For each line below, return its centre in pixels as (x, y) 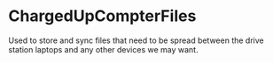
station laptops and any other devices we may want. (103, 49)
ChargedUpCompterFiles (102, 16)
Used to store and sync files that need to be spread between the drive (136, 40)
